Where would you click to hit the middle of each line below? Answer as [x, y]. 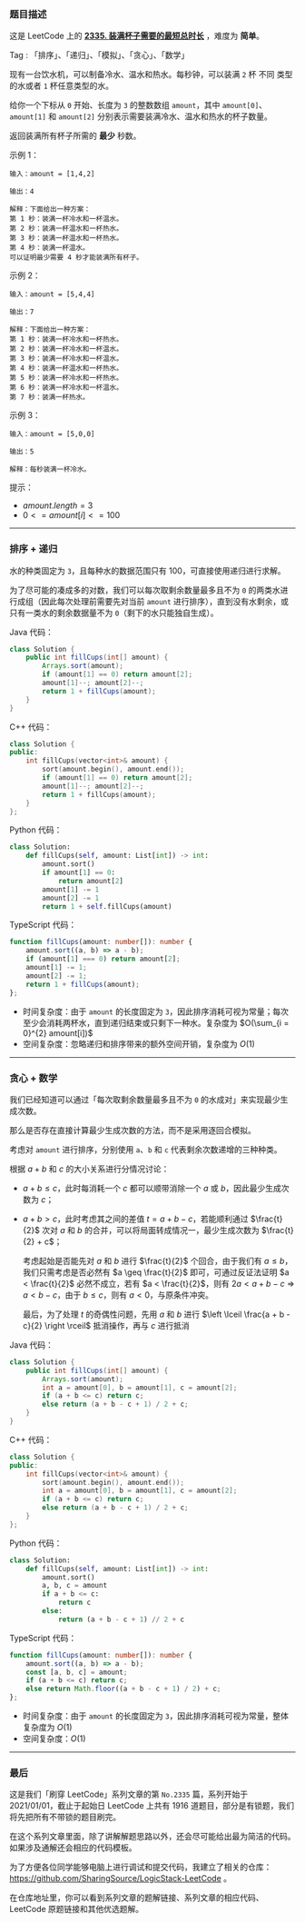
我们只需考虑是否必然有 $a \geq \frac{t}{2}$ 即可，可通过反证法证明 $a [156, 1272]
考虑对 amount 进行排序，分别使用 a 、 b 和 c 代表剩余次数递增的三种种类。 [146, 1149]
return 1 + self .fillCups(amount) [107, 906]
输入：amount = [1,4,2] [52, 174]
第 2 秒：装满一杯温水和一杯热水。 [66, 229]
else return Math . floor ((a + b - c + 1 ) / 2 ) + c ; [123, 1689]
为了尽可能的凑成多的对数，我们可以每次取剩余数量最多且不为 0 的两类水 [145, 590]
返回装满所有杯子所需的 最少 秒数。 [75, 136]
